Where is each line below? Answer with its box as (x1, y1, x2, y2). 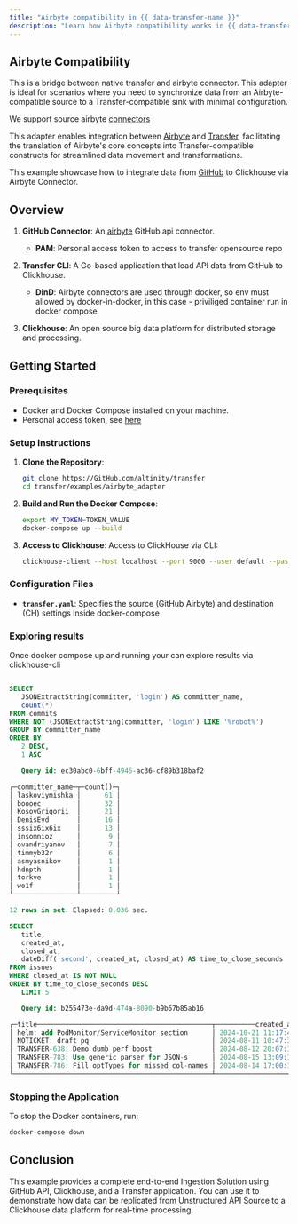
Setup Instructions (9, 436, 91, 449)
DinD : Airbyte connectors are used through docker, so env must (35, 287, 270, 298)
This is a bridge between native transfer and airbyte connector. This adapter (9, 77, 288, 89)
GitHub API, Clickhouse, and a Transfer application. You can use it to (9, 1185, 260, 1196)
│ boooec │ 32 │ (9, 799, 122, 808)
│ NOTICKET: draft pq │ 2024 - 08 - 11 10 (9, 1037, 272, 1045)
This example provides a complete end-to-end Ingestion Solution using (9, 1176, 269, 1187)
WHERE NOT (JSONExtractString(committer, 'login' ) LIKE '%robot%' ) (9, 717, 264, 727)
